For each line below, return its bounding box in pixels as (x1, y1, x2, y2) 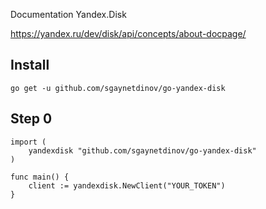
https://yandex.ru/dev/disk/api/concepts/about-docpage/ (10, 28, 247, 39)
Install (10, 57, 50, 74)
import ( (10, 137, 47, 147)
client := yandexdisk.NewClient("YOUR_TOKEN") (28, 180, 226, 191)
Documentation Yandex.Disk (10, 9, 127, 20)
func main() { (10, 172, 70, 182)
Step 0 (10, 110, 53, 128)
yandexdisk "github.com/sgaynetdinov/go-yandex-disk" (28, 145, 257, 156)
